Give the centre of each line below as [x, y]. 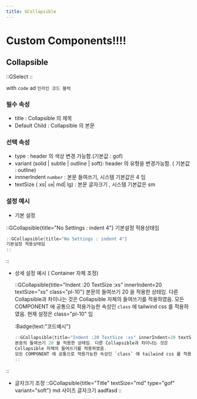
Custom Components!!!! [66, 40]
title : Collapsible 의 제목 [43, 118]
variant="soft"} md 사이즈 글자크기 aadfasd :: [68, 390]
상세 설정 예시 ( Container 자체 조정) [56, 273]
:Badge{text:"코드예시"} [43, 327]
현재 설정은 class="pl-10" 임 [60, 314]
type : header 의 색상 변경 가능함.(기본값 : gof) [69, 156]
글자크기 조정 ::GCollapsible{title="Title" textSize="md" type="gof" [95, 383]
